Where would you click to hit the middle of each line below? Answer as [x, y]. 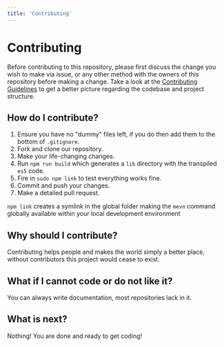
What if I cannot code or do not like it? [90, 281]
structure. [21, 96]
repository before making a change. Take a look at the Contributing [102, 81]
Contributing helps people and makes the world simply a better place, [106, 252]
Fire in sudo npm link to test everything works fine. [89, 178]
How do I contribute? [53, 118]
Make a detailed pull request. [58, 193]
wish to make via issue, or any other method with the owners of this [103, 74]
